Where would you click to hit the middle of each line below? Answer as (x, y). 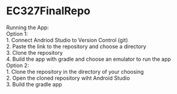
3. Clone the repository (34, 52)
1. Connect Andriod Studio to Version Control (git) (67, 40)
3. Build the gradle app (34, 84)
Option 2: (18, 65)
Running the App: (28, 27)
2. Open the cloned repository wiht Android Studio (68, 78)
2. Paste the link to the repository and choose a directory (76, 46)
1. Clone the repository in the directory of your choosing (75, 71)
